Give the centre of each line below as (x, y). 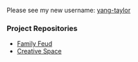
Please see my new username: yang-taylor (69, 10)
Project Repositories (42, 28)
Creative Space (39, 51)
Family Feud (34, 44)
